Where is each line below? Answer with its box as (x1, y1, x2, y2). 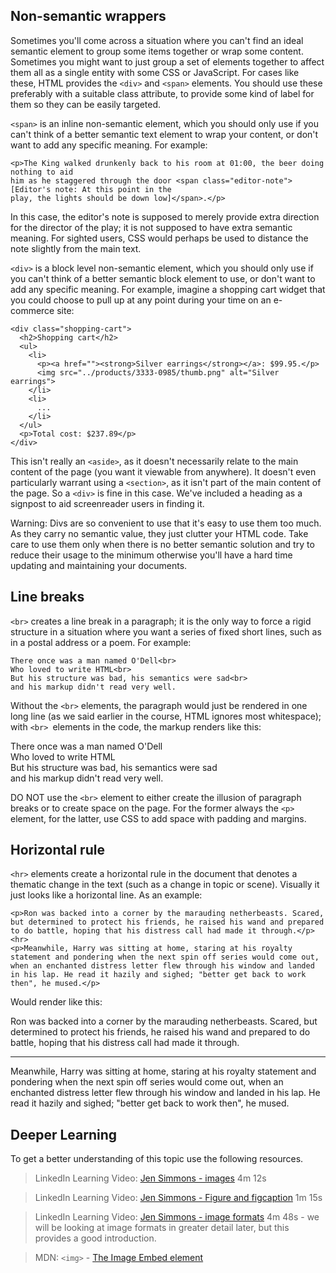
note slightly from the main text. (10, 242, 142, 254)
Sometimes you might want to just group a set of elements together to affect (10, 55, 325, 68)
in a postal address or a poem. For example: (10, 636, 192, 648)
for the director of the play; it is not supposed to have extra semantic (10, 221, 293, 233)
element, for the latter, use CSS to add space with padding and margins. (10, 812, 307, 824)
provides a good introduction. (34, 1232, 157, 1244)
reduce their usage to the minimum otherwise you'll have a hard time (10, 549, 293, 561)
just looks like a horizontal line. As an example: (10, 889, 203, 901)
